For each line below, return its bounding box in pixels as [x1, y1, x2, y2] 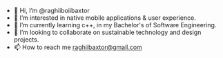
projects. [13, 35, 39, 44]
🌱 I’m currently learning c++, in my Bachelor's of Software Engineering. [13, 21, 217, 29]
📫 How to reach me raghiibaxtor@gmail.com [13, 43, 143, 51]
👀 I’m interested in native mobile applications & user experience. [13, 14, 197, 22]
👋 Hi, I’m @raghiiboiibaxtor [13, 7, 90, 14]
